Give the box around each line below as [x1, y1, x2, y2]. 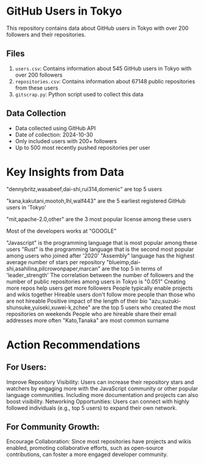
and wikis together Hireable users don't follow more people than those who [6, 290, 195, 298]
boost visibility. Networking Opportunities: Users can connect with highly [6, 398, 190, 405]
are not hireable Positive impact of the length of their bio [6, 297, 148, 304]
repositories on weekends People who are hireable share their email [6, 310, 177, 317]
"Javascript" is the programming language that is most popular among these [6, 239, 198, 246]
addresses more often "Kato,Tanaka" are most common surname [6, 317, 169, 324]
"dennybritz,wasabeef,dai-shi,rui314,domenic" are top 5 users [6, 185, 163, 192]
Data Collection [6, 108, 66, 119]
